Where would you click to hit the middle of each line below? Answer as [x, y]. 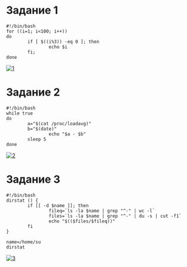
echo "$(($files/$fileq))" [82, 221]
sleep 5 [37, 139]
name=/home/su [24, 242]
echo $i [58, 47]
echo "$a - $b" [67, 134]
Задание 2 [33, 92]
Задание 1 [32, 10]
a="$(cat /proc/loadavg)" [60, 123]
